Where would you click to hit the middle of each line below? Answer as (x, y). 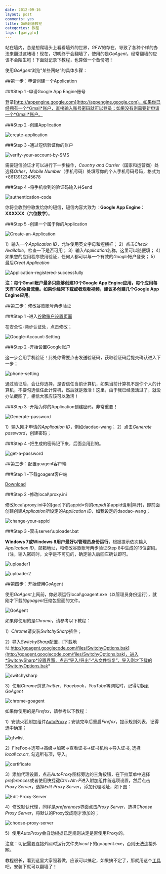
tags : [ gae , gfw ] (22, 33)
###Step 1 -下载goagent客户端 (36, 474)
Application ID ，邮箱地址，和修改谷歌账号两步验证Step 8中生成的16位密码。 (82, 548)
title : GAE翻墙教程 (24, 24)
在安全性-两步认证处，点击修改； (39, 327)
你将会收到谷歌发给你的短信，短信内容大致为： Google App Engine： (75, 207)
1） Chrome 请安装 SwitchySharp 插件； (44, 631)
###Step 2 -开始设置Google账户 (38, 347)
